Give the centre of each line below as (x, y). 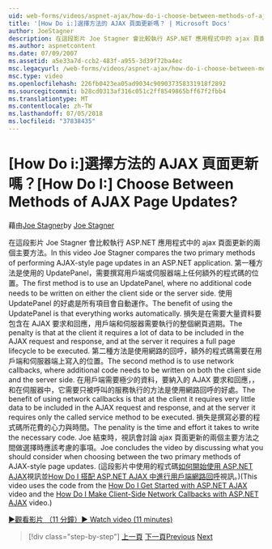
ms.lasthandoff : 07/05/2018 (56, 114)
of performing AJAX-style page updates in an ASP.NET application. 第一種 (132, 262)
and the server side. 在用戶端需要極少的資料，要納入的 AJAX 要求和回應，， (134, 379)
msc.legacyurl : (34, 69)
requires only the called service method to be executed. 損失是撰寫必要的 (131, 417)
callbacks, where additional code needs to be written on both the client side (135, 370)
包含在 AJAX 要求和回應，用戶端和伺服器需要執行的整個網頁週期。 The (125, 323)
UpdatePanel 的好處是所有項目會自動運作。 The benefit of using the (121, 303)
